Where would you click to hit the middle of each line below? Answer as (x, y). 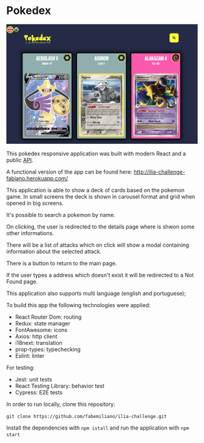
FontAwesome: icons (41, 330)
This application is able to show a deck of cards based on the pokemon (96, 190)
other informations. (30, 233)
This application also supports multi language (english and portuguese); (96, 294)
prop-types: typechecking (48, 349)
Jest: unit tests (34, 380)
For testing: (21, 368)
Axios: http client (36, 336)
